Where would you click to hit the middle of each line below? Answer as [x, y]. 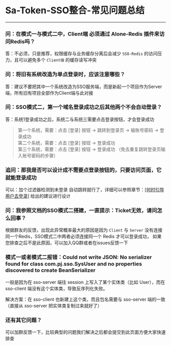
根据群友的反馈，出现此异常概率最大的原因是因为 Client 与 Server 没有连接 [84, 230]
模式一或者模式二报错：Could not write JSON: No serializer [79, 257]
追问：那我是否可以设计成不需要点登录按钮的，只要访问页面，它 [83, 170]
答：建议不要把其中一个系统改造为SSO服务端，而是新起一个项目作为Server [84, 86]
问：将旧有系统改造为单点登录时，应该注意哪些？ [65, 74]
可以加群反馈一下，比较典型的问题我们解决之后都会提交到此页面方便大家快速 [85, 332]
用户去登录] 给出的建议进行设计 [38, 196]
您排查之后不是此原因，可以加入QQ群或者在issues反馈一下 [67, 243]
